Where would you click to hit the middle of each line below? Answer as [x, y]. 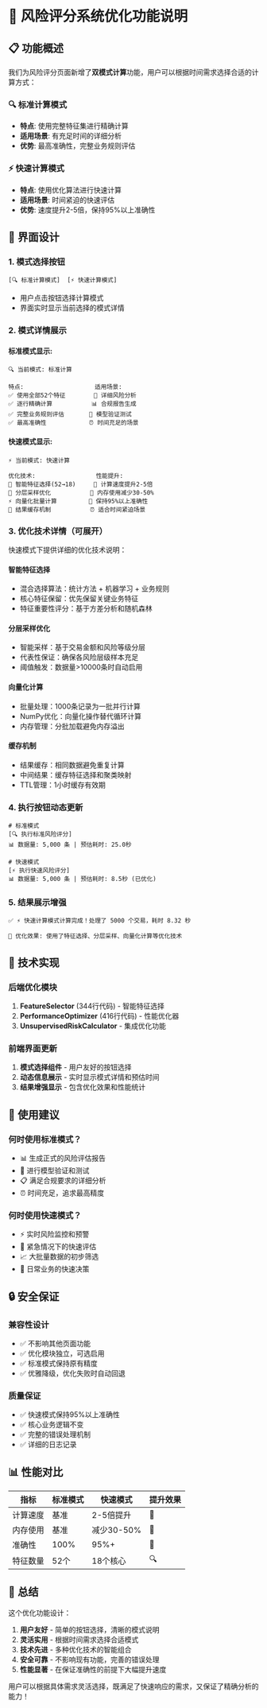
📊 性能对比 [36, 1472]
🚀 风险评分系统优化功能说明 [98, 16]
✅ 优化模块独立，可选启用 [62, 1353]
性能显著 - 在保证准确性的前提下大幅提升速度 [93, 1669]
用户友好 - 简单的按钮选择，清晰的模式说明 [90, 1629]
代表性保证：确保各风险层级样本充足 [79, 658]
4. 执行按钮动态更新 [46, 807]
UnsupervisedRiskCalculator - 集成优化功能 [93, 1026]
